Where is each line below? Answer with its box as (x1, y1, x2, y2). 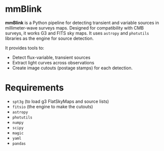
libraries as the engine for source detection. (5, 35, 94, 41)
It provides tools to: (5, 45, 44, 51)
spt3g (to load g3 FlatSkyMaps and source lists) (12, 98, 109, 104)
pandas (12, 141, 26, 146)
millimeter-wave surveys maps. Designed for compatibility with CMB (5, 25, 144, 30)
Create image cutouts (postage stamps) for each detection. (12, 65, 133, 71)
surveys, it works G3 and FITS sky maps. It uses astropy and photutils (5, 30, 149, 36)
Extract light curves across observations (12, 60, 95, 65)
